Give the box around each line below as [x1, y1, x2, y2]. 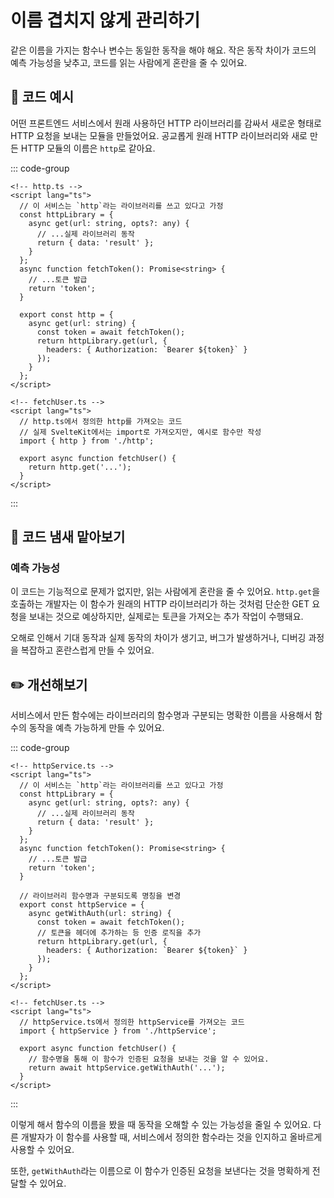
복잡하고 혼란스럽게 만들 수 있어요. [20, 644, 155, 656]
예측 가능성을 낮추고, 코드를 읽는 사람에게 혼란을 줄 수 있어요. [10, 56, 248, 68]
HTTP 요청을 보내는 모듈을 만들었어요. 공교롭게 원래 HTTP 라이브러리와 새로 [10, 129, 308, 141]
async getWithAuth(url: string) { [28, 909, 172, 919]
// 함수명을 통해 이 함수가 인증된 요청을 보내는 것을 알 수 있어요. [28, 1054, 270, 1065]
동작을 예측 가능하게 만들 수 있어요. [28, 722, 165, 734]
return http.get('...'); [28, 462, 132, 472]
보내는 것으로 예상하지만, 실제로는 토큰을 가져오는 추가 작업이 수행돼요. [28, 611, 304, 623]
